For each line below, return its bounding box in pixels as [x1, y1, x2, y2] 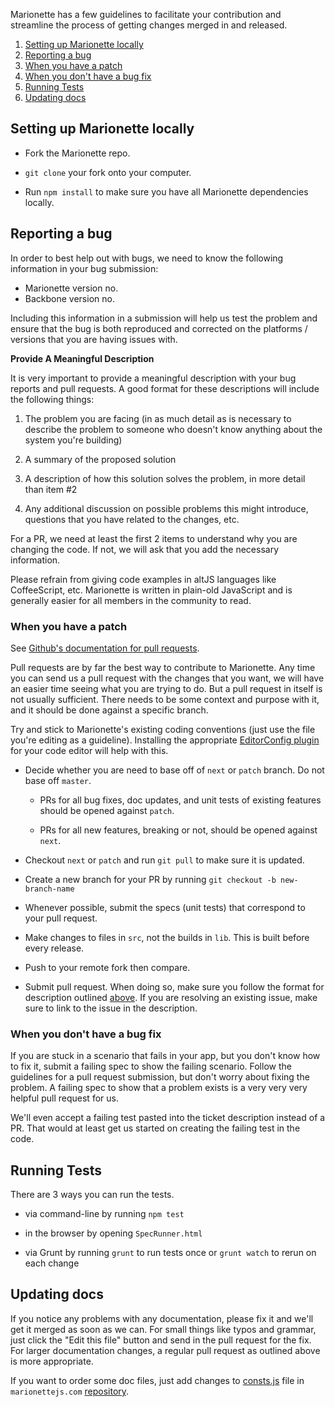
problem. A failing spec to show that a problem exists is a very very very [10, 1082, 308, 1094]
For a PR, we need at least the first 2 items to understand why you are [10, 532, 298, 544]
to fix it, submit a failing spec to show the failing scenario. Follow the [10, 1060, 292, 1073]
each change [24, 1257, 80, 1269]
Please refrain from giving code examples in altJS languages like [10, 573, 277, 585]
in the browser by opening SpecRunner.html [24, 1227, 203, 1239]
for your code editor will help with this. [10, 744, 169, 756]
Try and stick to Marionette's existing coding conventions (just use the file [10, 723, 316, 735]
